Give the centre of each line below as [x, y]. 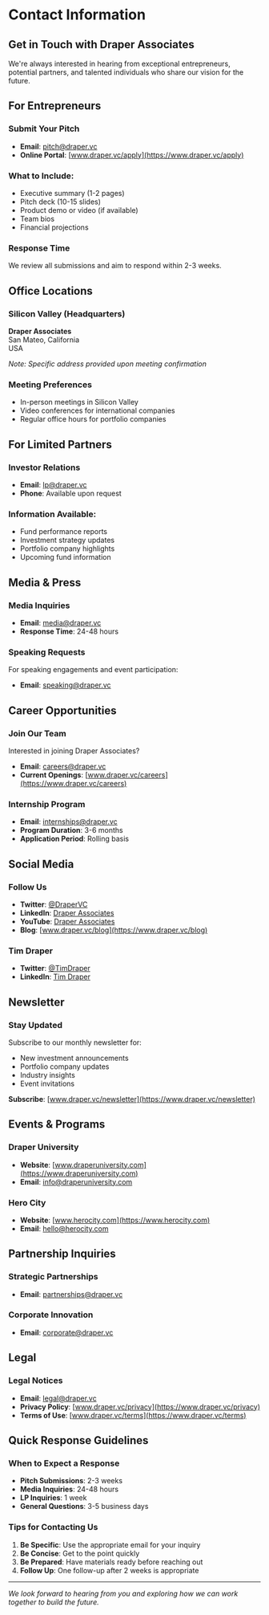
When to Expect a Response [64, 1463]
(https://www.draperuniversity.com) [79, 1173]
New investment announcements [74, 1058]
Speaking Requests [47, 652]
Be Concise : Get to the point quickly [80, 1553]
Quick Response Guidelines [78, 1440]
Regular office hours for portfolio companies [93, 419]
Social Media [41, 864]
